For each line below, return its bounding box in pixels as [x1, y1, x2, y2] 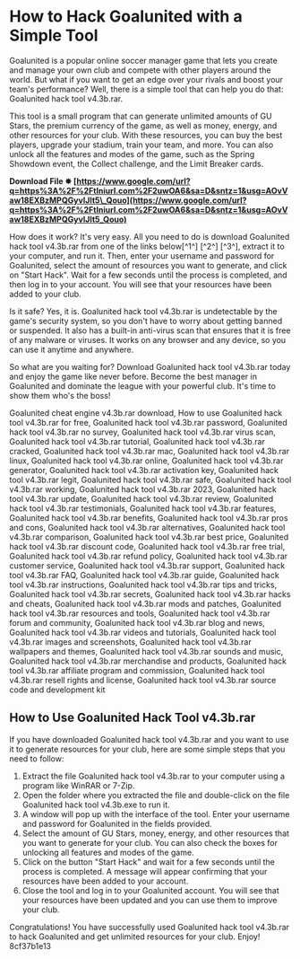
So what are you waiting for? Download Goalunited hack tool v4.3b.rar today [9, 361, 291, 372]
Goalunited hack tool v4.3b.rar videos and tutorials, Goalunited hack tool [9, 627, 277, 638]
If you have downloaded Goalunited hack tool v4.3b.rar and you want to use [9, 734, 289, 744]
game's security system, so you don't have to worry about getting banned [9, 315, 283, 326]
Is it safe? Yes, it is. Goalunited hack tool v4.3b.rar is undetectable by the [9, 305, 278, 316]
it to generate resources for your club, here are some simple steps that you [9, 743, 286, 754]
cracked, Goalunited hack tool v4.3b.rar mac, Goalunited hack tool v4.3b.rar [9, 445, 289, 456]
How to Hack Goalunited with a [9, 6, 244, 27]
